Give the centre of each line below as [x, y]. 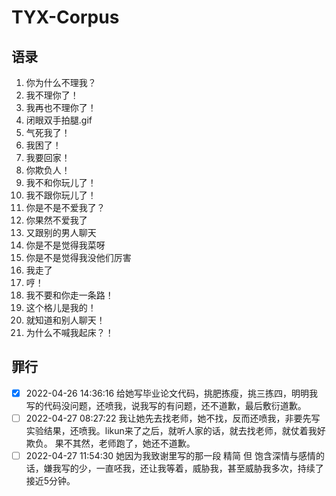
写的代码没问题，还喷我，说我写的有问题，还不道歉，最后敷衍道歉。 [166, 405]
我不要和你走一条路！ [69, 295]
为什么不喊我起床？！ [69, 332]
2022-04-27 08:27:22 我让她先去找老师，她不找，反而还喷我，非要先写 [173, 418]
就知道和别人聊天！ [65, 320]
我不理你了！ [52, 95]
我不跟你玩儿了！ [61, 195]
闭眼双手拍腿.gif [59, 120]
